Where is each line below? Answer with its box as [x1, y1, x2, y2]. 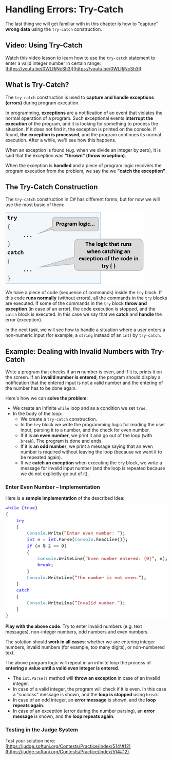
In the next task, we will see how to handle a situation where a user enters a [5, 327, 165, 333]
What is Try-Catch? [5, 81, 69, 89]
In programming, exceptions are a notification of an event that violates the [5, 110, 163, 116]
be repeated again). [20, 454, 63, 461]
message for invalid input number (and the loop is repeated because [20, 465, 165, 472]
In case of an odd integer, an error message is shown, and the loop [12, 697, 156, 703]
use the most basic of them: [5, 202, 65, 208]
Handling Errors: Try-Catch [5, 4, 124, 15]
